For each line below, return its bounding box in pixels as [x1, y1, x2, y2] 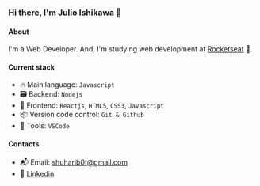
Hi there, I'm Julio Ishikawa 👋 [8, 7, 122, 18]
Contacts [8, 139, 40, 149]
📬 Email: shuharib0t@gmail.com [19, 158, 128, 167]
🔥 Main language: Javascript [19, 80, 115, 89]
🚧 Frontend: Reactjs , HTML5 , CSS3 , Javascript [19, 101, 165, 110]
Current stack [8, 63, 55, 72]
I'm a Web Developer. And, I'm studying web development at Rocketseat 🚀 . [8, 44, 253, 54]
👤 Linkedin [19, 169, 55, 178]
